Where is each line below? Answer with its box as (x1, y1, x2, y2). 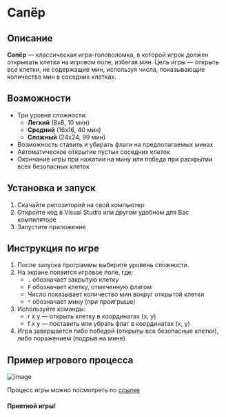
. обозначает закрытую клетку (27, 275, 119, 284)
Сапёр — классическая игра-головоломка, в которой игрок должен (7, 50, 209, 59)
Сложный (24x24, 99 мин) (27, 133, 106, 141)
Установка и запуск (7, 182, 96, 194)
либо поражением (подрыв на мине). (17, 334, 127, 342)
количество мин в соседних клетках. (7, 72, 117, 81)
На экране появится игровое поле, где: (17, 268, 134, 277)
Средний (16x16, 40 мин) (27, 126, 101, 134)
